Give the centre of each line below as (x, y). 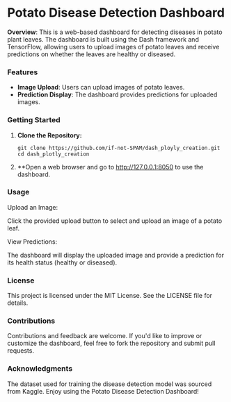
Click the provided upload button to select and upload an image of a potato (115, 221)
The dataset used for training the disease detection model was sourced (110, 384)
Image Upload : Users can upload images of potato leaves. (101, 87)
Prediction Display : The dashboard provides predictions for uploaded (117, 94)
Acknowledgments (40, 369)
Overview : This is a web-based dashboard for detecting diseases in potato (115, 32)
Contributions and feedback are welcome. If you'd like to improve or (105, 336)
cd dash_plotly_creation (53, 154)
